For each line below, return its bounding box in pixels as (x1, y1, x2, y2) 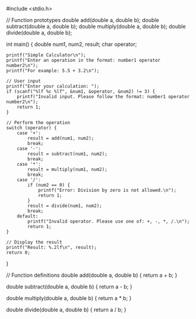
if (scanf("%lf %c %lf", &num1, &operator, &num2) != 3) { (6, 89, 156, 94)
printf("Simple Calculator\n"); (6, 52, 86, 58)
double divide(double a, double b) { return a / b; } (6, 306, 127, 313)
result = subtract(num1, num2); (27, 151, 108, 157)
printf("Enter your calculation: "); (6, 83, 100, 89)
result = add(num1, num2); (27, 135, 94, 141)
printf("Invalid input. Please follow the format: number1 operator (17, 94, 190, 100)
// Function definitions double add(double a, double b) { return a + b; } (6, 271, 178, 279)
